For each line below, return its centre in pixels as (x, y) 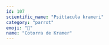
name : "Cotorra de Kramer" (39, 33)
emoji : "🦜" (19, 28)
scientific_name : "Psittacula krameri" (55, 17)
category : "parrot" (30, 22)
